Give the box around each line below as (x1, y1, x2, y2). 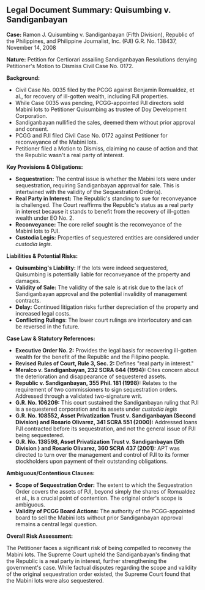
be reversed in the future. (15, 322, 80, 330)
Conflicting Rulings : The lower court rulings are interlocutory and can (15, 316, 192, 324)
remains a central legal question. (15, 520, 98, 527)
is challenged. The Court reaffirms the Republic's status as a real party (15, 201, 194, 208)
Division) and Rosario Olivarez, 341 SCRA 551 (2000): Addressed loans (15, 418, 198, 425)
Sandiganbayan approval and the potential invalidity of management (15, 290, 187, 297)
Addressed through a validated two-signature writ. (15, 392, 143, 400)
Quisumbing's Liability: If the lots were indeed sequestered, (15, 264, 168, 271)
